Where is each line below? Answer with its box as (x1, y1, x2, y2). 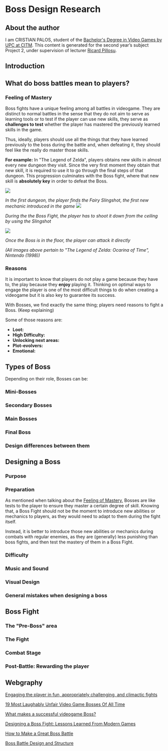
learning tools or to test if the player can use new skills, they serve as (5, 116, 148, 122)
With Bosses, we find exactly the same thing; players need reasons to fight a (5, 302, 163, 308)
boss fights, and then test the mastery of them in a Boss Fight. (5, 539, 134, 545)
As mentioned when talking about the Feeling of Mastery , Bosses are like (5, 497, 155, 503)
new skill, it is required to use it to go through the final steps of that (5, 167, 143, 173)
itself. (5, 519, 17, 525)
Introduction (5, 62, 45, 71)
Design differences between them (5, 442, 90, 449)
